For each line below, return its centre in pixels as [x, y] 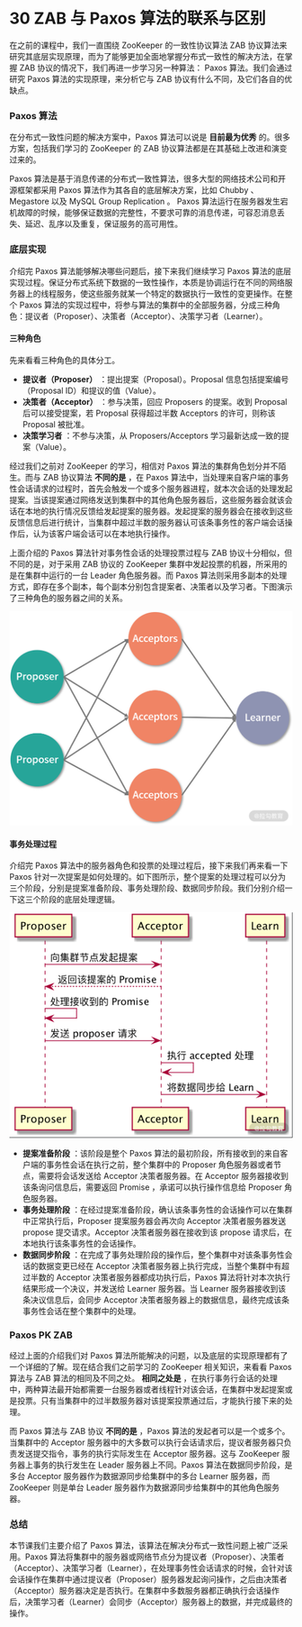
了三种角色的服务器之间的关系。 [68, 598]
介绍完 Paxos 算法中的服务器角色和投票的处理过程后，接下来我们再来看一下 [149, 865]
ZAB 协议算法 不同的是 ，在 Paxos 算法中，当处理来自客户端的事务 [166, 477]
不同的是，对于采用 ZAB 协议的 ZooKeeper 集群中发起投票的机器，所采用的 [148, 563]
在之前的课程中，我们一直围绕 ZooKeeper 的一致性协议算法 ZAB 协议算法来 [148, 45]
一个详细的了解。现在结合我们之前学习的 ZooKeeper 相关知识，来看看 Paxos [151, 1366]
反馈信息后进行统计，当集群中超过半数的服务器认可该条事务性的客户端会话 [147, 522]
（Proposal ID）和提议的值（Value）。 [92, 390]
